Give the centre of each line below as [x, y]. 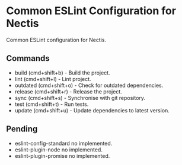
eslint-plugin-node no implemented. [58, 150]
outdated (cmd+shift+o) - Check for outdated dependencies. [89, 85]
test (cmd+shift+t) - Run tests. [52, 104]
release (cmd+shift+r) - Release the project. [68, 91]
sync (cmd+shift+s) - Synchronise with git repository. [80, 98]
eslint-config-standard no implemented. [63, 143]
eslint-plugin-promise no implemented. [62, 156]
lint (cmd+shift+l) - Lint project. [53, 79]
